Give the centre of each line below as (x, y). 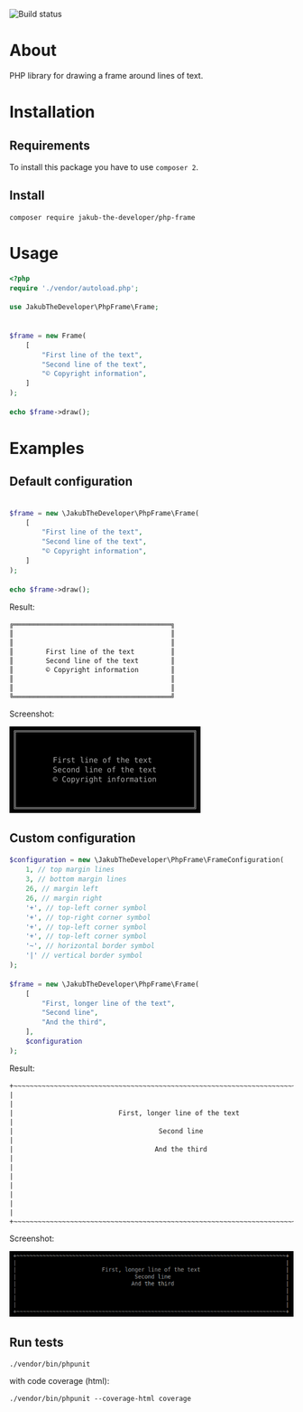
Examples (47, 449)
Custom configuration (73, 838)
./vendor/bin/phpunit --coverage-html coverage (101, 1399)
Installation (52, 112)
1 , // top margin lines (70, 870)
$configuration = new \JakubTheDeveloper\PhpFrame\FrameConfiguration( (147, 860)
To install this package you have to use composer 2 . (104, 166)
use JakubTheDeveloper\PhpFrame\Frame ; (84, 308)
